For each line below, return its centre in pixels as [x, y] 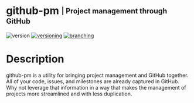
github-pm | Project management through [87, 11]
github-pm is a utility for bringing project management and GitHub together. [97, 75]
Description [35, 59]
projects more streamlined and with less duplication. [69, 94]
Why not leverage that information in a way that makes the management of [96, 87]
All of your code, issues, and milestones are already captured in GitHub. [93, 81]
